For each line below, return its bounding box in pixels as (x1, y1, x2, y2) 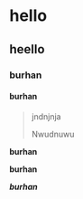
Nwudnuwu (31, 128, 75, 139)
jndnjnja (31, 110, 61, 122)
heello (9, 42, 45, 57)
